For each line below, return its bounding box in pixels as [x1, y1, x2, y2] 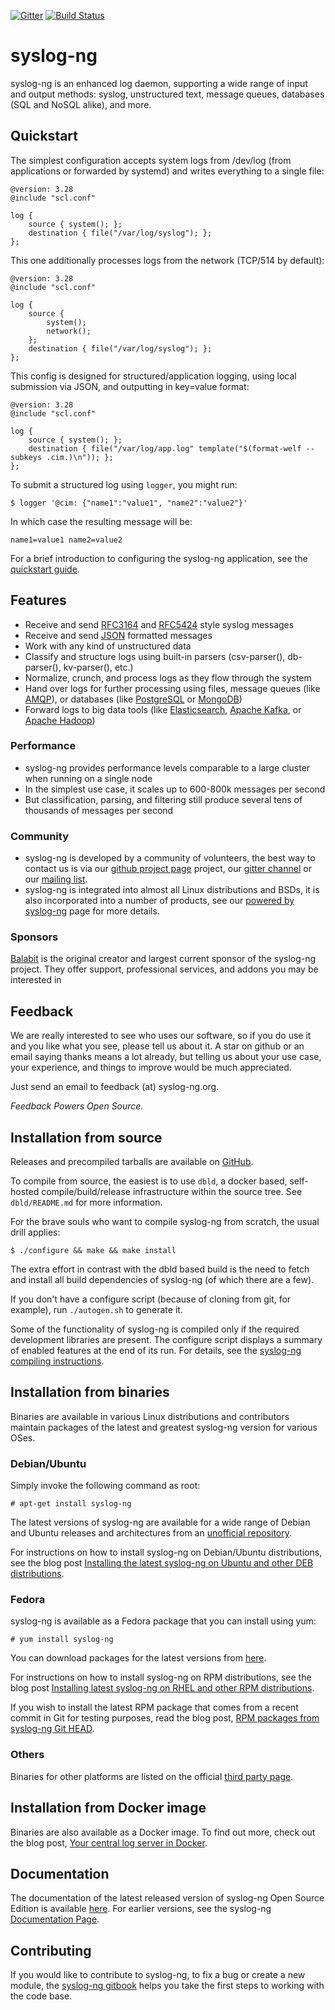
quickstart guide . [10, 563, 80, 575]
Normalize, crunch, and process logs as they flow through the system [24, 671, 312, 684]
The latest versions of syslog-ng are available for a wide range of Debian [10, 1516, 311, 1529]
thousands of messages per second [24, 804, 174, 816]
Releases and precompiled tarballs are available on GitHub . [10, 1156, 254, 1168]
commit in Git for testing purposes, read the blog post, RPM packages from [10, 1712, 320, 1724]
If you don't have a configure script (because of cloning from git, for [10, 1293, 292, 1305]
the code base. [10, 1990, 73, 2002]
